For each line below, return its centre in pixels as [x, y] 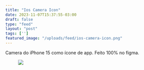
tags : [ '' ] [17, 33]
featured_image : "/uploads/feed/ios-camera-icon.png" [64, 39]
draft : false [19, 19]
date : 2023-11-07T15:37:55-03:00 [41, 15]
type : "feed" [19, 24]
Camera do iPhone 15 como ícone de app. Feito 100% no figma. [72, 52]
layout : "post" [22, 29]
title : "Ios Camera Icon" [33, 10]
